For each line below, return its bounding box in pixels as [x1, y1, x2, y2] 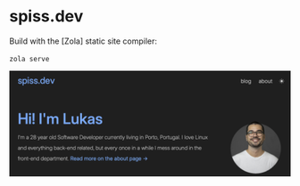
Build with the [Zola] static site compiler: [9, 36, 158, 46]
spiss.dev [9, 6, 84, 27]
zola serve [9, 54, 50, 63]
